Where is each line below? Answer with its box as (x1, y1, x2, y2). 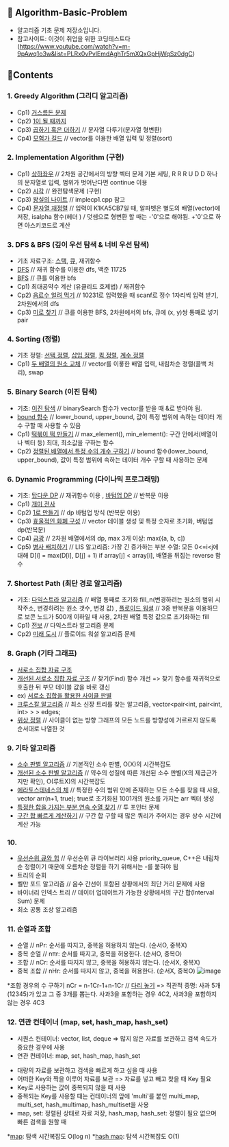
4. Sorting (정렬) (7, 334, 61, 344)
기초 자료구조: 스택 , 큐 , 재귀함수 (16, 257, 101, 265)
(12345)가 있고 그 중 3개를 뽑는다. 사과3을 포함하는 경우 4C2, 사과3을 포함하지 (7, 990, 217, 998)
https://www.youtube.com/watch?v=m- (19, 42, 131, 50)
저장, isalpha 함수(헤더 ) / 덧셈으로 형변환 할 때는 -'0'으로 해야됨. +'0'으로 (16, 212, 214, 220)
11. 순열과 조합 (7, 924, 51, 934)
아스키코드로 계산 (24, 221, 70, 229)
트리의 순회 (16, 871, 47, 879)
